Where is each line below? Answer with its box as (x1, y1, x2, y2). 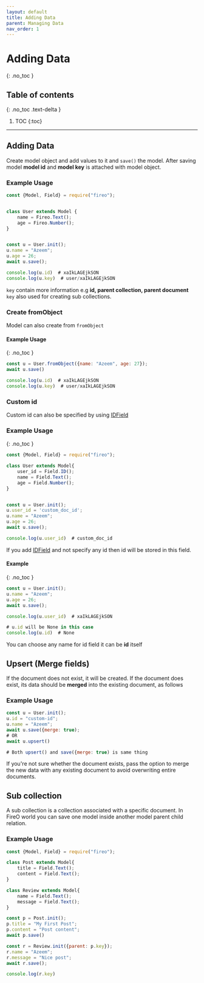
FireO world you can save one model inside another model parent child (6, 813, 183, 820)
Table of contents (6, 89, 74, 100)
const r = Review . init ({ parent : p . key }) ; (6, 943, 113, 949)
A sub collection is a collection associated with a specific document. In (6, 807, 183, 814)
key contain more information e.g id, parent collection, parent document (6, 286, 189, 293)
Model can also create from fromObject (6, 322, 104, 329)
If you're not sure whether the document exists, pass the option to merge (6, 760, 189, 767)
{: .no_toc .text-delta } (6, 106, 61, 113)
